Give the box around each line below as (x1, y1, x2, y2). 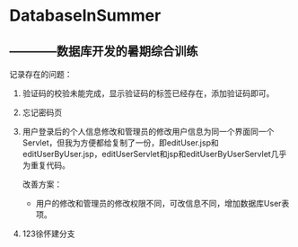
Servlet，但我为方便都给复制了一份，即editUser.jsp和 (22, 137, 219, 148)
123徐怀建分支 (22, 228, 75, 239)
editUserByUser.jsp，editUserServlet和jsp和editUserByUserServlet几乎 (22, 149, 287, 159)
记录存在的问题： (9, 69, 73, 79)
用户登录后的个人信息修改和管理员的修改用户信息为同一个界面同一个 (22, 127, 275, 137)
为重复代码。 (22, 160, 70, 171)
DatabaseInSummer (9, 5, 162, 26)
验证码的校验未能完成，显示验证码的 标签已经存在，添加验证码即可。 (22, 88, 275, 99)
